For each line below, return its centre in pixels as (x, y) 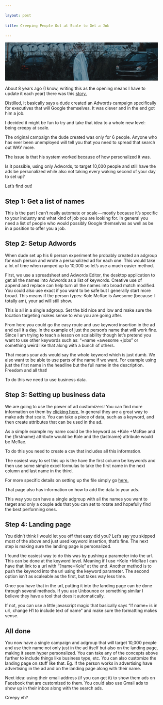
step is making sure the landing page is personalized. (58, 546)
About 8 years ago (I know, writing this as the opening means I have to (75, 88)
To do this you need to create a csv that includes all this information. (73, 451)
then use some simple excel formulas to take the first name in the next (75, 465)
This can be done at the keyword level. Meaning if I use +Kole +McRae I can (81, 561)
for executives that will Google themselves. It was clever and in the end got (80, 108)
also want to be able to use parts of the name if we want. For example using (81, 360)
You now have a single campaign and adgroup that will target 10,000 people (81, 643)
